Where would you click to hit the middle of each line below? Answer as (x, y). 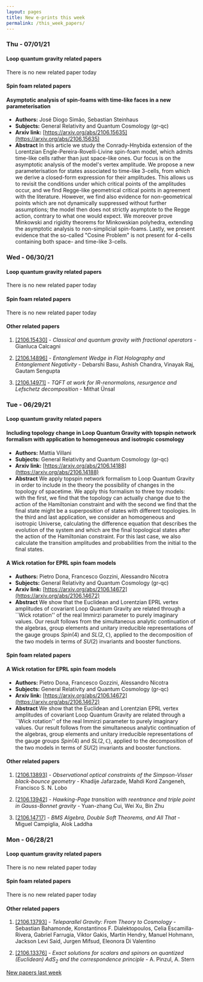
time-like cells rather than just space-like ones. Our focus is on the (98, 158)
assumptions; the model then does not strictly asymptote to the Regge (102, 210)
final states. (29, 549)
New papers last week (34, 973)
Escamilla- (181, 928)
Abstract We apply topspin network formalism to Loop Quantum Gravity (105, 478)
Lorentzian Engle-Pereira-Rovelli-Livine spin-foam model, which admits (104, 152)
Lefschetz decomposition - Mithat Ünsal (65, 389)
